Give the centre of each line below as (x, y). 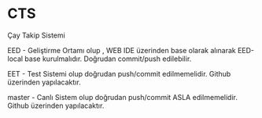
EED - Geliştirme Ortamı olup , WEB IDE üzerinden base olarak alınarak (122, 50)
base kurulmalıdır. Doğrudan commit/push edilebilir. (108, 59)
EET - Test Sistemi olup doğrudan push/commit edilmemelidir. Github (119, 73)
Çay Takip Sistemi (37, 35)
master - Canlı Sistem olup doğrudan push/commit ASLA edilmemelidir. (122, 97)
